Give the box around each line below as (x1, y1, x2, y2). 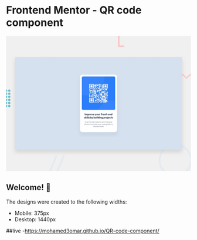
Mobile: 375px (14, 209, 49, 217)
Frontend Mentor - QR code (6, 4, 142, 17)
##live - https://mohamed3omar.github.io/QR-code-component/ (6, 227, 159, 234)
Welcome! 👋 (6, 182, 51, 192)
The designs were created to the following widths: (6, 198, 127, 205)
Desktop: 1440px (14, 215, 56, 223)
